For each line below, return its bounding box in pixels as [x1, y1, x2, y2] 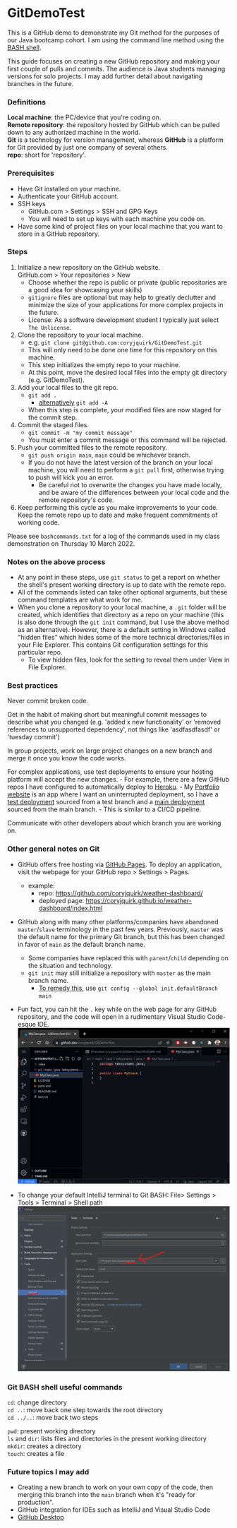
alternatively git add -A [38, 398, 108, 407]
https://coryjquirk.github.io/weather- [85, 896, 192, 905]
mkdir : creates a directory [7, 1442, 83, 1450]
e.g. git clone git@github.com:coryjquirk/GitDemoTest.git [28, 338, 202, 347]
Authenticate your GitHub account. [17, 192, 119, 201]
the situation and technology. [28, 961, 113, 969]
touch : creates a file [7, 1449, 65, 1457]
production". [17, 1498, 54, 1507]
